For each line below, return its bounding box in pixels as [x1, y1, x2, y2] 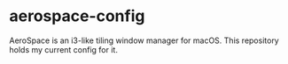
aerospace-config [9, 6, 145, 26]
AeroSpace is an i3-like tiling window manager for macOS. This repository [9, 35, 279, 46]
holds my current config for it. [9, 44, 118, 54]
